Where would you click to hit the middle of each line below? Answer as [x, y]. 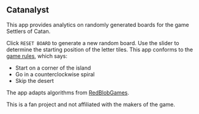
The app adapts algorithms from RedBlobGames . [68, 92]
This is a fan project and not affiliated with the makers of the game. [91, 104]
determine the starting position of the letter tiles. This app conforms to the [100, 49]
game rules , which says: [37, 56]
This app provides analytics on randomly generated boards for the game [98, 24]
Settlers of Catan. [28, 31]
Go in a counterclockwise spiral [55, 74]
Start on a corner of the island [53, 68]
